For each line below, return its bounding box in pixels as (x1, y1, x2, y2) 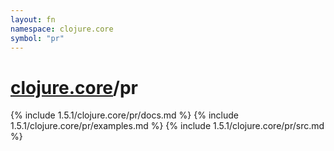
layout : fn (10, 14, 56, 25)
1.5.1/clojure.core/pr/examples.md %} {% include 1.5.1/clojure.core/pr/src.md (10, 120, 325, 132)
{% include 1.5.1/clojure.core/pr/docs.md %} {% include (10, 109, 239, 121)
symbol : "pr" (10, 33, 65, 43)
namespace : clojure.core (10, 24, 114, 34)
